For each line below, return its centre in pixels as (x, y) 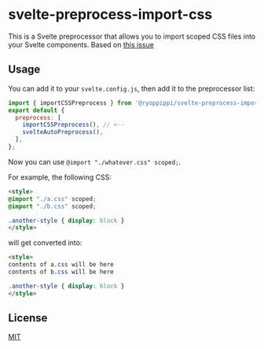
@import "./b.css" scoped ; (52, 206)
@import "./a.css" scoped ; (52, 199)
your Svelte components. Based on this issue (81, 44)
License (28, 318)
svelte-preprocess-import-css (110, 15)
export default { (37, 110)
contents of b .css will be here (61, 272)
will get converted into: (45, 243)
